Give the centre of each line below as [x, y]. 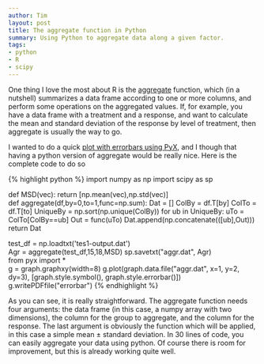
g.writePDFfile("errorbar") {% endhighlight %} [83, 285]
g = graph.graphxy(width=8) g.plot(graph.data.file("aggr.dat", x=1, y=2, [124, 268]
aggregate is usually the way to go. [65, 131]
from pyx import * [37, 260]
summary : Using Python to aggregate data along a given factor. [116, 38]
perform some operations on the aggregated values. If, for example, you [126, 106]
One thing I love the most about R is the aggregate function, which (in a [124, 89]
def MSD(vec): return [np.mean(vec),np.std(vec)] [88, 194]
